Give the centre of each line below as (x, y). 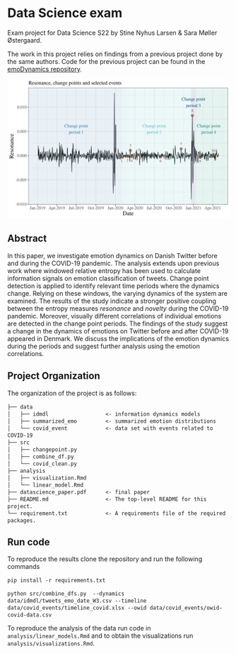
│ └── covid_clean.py (42, 464)
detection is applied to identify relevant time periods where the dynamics (113, 286)
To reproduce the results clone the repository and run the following (105, 559)
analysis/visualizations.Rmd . (51, 643)
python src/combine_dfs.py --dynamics (66, 594)
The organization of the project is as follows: (72, 393)
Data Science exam (65, 13)
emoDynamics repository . (45, 69)
